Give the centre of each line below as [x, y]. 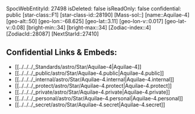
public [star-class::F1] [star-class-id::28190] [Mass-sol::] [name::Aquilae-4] [98, 15]
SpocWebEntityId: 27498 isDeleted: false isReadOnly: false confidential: [94, 9]
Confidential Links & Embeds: [62, 53]
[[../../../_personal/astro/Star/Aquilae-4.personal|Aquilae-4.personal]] [99, 98]
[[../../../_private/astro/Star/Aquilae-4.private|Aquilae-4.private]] [92, 92]
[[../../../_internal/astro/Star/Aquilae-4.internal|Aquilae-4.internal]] [94, 79]
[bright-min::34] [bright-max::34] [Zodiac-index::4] [89, 27]
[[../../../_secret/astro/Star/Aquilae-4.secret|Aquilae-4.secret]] [90, 104]
